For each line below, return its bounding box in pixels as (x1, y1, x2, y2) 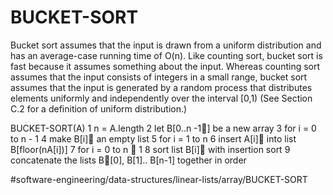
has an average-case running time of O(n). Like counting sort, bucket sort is (10, 49, 323, 61)
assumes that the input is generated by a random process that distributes (10, 81, 313, 93)
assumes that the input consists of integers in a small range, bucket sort (10, 71, 308, 83)
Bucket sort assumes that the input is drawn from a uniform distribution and (10, 39, 322, 51)
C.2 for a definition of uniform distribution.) (10, 102, 188, 115)
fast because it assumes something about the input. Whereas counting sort (10, 60, 321, 72)
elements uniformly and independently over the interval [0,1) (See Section (10, 92, 313, 104)
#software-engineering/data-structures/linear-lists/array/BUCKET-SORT (10, 173, 308, 185)
